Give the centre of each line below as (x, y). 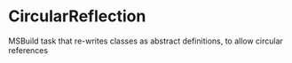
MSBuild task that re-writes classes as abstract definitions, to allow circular (146, 41)
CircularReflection (77, 16)
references (28, 50)
